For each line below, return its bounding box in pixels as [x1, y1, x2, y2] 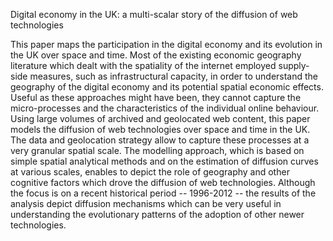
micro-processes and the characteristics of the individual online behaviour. [10, 102, 320, 114]
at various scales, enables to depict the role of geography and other [10, 166, 290, 178]
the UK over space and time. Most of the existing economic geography [10, 49, 302, 61]
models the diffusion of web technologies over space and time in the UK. [10, 124, 311, 135]
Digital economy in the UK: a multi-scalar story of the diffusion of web [10, 9, 298, 20]
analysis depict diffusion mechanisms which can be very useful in [10, 198, 282, 209]
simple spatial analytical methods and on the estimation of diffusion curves [10, 155, 319, 167]
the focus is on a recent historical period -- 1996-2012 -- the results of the [10, 187, 317, 199]
